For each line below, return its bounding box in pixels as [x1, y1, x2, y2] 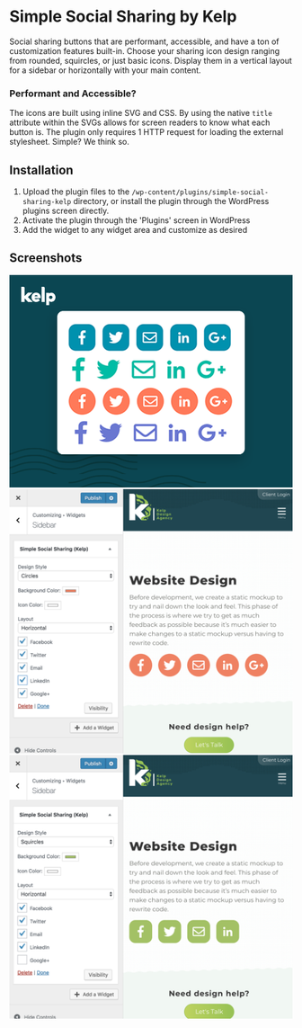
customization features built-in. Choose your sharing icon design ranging [9, 45, 280, 56]
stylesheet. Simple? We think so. [9, 137, 130, 147]
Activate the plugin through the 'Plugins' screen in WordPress [22, 215, 251, 226]
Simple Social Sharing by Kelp [9, 6, 237, 27]
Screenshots [9, 250, 83, 266]
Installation [9, 162, 74, 177]
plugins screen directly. [22, 205, 110, 217]
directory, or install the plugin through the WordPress [73, 196, 270, 207]
